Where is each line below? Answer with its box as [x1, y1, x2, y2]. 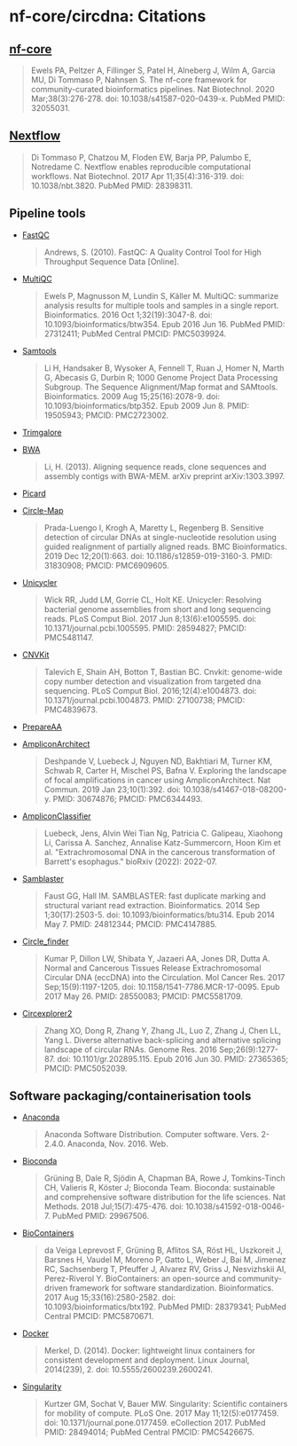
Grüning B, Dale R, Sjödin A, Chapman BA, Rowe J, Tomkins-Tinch [43, 1173, 285, 1183]
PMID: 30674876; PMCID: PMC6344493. [52, 793, 203, 804]
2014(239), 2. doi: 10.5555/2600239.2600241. [43, 1364, 213, 1375]
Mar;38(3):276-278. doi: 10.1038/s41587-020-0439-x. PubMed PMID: [30, 93, 285, 104]
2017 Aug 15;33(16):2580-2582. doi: [43, 1293, 176, 1303]
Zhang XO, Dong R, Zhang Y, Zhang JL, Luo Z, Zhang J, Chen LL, [43, 1025, 282, 1035]
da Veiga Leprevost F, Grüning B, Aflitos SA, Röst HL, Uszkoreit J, [43, 1245, 284, 1256]
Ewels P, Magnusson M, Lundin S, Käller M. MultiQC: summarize [43, 290, 279, 301]
